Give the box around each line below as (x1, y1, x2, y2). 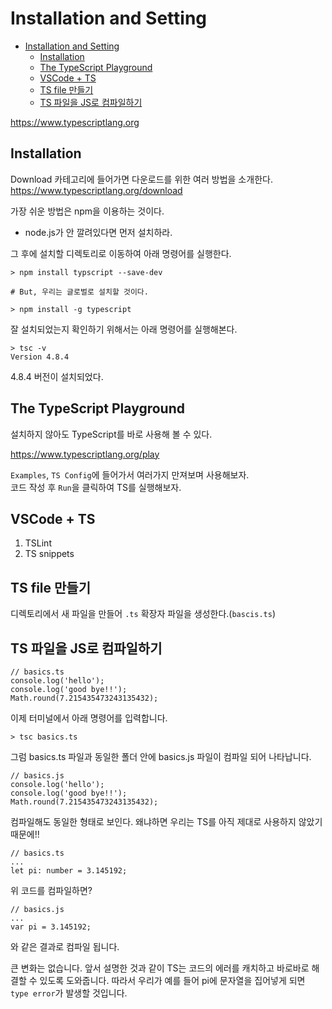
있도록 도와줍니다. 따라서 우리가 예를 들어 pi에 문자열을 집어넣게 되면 (39, 975, 306, 986)
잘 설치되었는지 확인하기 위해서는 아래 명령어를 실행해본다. (10, 323, 238, 335)
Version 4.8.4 (10, 352, 70, 362)
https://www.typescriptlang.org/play (10, 448, 160, 460)
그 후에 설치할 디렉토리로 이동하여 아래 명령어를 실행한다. (10, 247, 232, 259)
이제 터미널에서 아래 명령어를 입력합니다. (10, 712, 168, 724)
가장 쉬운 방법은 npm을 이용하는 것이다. (10, 205, 165, 217)
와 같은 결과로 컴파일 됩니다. (10, 941, 120, 952)
